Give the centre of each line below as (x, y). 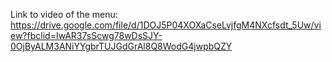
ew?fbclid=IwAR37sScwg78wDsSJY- (86, 35)
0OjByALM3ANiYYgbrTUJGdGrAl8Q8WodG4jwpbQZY (121, 46)
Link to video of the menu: (64, 14)
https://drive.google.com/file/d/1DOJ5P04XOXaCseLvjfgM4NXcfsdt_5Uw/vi (166, 25)
